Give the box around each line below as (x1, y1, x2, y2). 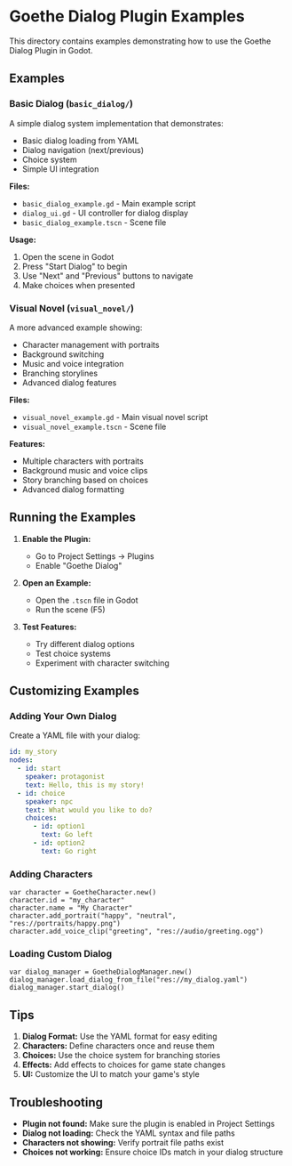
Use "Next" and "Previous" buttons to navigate (21, 270, 193, 281)
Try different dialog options (35, 638, 135, 649)
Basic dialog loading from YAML (21, 135, 139, 146)
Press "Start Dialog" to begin (21, 261, 128, 271)
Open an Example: (21, 577, 91, 588)
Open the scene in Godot (21, 251, 114, 262)
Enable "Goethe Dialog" (35, 560, 122, 571)
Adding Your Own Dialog (9, 710, 117, 723)
